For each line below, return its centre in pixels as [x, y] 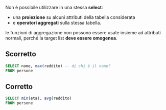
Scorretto [21, 54]
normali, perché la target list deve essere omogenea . [61, 38]
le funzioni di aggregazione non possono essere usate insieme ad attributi [83, 32]
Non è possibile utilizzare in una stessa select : [54, 7]
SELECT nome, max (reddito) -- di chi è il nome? [58, 66]
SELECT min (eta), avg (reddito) [39, 98]
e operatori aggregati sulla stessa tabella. [57, 23]
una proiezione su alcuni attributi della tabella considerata [74, 17]
